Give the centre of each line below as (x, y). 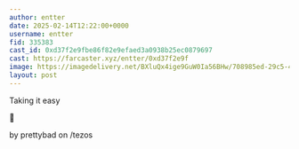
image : (21, 67)
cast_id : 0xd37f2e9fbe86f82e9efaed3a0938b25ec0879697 (111, 51)
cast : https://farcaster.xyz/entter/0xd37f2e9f (99, 59)
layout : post (33, 75)
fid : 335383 (31, 42)
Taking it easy (35, 100)
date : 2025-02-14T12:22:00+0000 (69, 26)
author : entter (37, 17)
